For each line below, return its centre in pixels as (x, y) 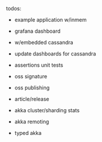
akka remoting (32, 122)
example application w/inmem (50, 20)
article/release (32, 99)
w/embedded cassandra (44, 42)
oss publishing (32, 88)
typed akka (28, 133)
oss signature (31, 76)
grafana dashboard (38, 31)
